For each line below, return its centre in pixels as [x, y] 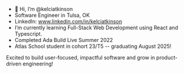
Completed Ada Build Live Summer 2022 [64, 40]
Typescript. [28, 34]
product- [167, 58]
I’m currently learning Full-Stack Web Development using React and [96, 27]
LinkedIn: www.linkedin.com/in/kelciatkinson [68, 21]
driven [14, 64]
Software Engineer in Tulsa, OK [52, 15]
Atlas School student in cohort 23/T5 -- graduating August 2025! [93, 46]
